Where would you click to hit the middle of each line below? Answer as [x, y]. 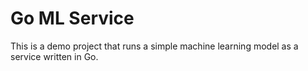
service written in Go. [54, 56]
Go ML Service [72, 18]
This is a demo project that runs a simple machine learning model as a [154, 46]
